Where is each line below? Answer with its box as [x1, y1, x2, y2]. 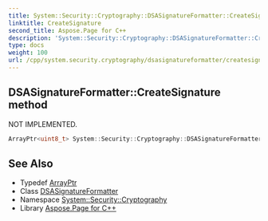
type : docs [8, 41, 45, 49]
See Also [8, 156, 53, 170]
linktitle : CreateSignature [8, 19, 102, 27]
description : [8, 34, 52, 42]
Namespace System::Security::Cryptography [19, 195, 167, 204]
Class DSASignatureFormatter [19, 187, 119, 196]
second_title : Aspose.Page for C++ [8, 26, 127, 34]
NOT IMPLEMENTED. [8, 119, 78, 128]
